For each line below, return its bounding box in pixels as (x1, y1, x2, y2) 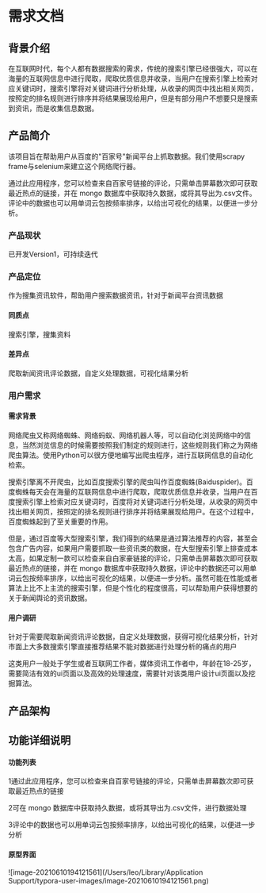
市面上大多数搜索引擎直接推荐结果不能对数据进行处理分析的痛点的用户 (8, 642, 237, 652)
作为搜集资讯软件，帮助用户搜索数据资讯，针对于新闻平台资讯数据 (8, 291, 223, 300)
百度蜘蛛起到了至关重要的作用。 (8, 517, 112, 526)
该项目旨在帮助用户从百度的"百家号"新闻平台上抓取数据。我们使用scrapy (8, 152, 245, 161)
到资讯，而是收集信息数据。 (8, 104, 99, 113)
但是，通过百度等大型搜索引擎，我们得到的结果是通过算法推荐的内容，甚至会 (8, 533, 258, 543)
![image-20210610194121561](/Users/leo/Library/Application (8, 868, 203, 877)
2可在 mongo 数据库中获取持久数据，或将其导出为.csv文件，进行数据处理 (8, 803, 247, 813)
